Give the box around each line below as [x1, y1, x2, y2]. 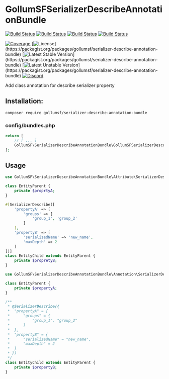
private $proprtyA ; [14, 188, 55, 194]
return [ [5, 133, 24, 139]
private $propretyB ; [14, 258, 57, 263]
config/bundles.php [5, 122, 55, 129]
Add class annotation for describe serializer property [5, 82, 115, 88]
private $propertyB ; [14, 364, 57, 370]
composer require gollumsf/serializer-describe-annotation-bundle [5, 110, 147, 115]
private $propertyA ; [14, 286, 57, 291]
